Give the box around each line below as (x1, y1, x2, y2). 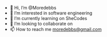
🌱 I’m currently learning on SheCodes (9, 15, 87, 21)
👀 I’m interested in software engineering (9, 10, 92, 16)
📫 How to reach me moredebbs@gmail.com (9, 26, 102, 32)
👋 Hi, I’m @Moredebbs (9, 5, 56, 10)
